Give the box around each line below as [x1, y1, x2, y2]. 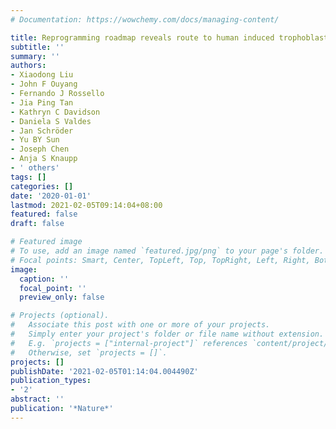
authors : [10, 61, 47, 71]
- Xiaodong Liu [10, 70, 74, 80]
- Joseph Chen [10, 144, 70, 155]
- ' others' [10, 163, 60, 173]
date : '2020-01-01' [10, 191, 92, 201]
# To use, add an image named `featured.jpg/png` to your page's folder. [10, 246, 325, 256]
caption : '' [19, 274, 70, 284]
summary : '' [10, 51, 60, 61]
